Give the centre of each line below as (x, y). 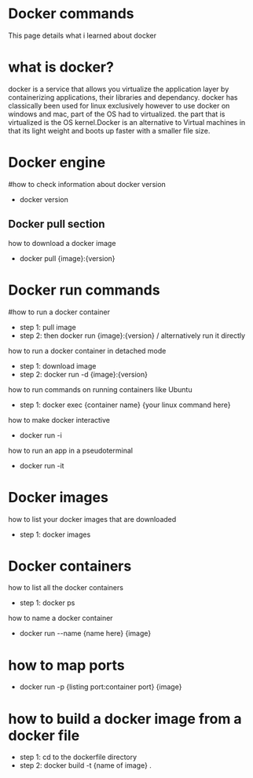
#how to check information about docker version (87, 184)
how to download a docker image (62, 243)
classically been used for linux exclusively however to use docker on (119, 105)
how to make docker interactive (59, 420)
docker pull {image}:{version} (67, 258)
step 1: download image (58, 365)
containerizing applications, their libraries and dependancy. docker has (123, 97)
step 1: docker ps (47, 603)
